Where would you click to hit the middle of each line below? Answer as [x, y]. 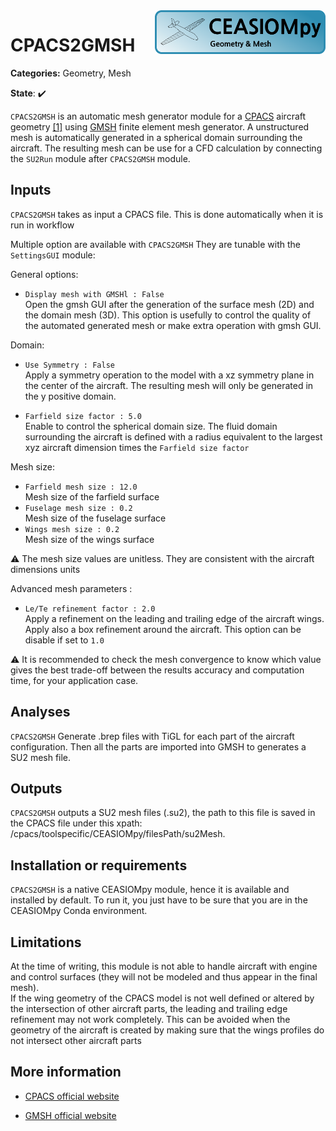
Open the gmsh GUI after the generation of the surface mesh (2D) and [169, 304]
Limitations [46, 942]
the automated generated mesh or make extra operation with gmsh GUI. [173, 325]
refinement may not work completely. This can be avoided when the [150, 1019]
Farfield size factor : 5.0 [83, 416]
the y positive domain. [70, 396]
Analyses [40, 712]
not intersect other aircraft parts [76, 1040]
